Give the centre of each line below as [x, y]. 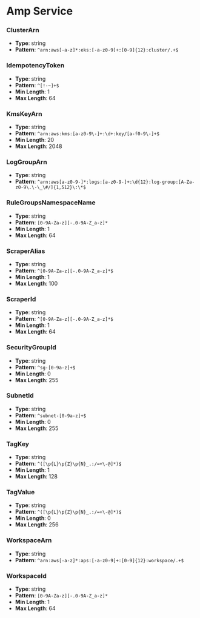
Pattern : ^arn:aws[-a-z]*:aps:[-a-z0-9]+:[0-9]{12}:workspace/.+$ [99, 560]
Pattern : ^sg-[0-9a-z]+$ [45, 367]
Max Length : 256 [37, 525]
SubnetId [20, 395]
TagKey [18, 444]
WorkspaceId [27, 576]
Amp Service [40, 11]
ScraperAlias [26, 251]
